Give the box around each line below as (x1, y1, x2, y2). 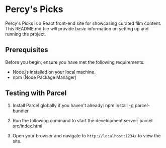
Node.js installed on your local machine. (12, 69, 96, 75)
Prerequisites (5, 45, 48, 54)
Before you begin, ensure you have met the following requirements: (5, 59, 145, 65)
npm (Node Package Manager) (12, 74, 77, 80)
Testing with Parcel (5, 89, 67, 97)
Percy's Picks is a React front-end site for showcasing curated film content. (5, 20, 162, 26)
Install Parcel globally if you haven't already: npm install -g (12, 102, 134, 108)
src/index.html (12, 123, 43, 129)
